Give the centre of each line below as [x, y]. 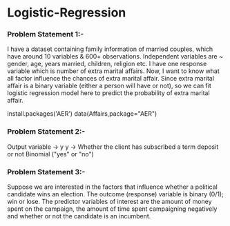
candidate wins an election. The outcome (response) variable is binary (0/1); [116, 194]
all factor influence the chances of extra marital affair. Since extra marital [111, 79]
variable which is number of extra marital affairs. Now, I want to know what [113, 71]
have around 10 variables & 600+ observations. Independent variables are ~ [115, 56]
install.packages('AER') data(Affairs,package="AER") [82, 114]
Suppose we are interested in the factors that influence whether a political [112, 187]
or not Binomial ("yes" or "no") [51, 154]
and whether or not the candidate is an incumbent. [79, 216]
